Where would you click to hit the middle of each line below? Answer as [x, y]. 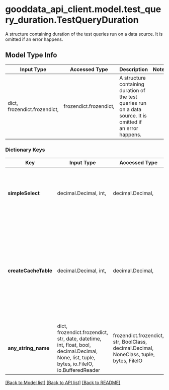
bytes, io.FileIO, [75, 364]
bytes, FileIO [128, 361]
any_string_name [29, 348]
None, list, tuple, [76, 358]
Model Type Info [31, 55]
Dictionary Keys [25, 150]
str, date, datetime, [79, 339]
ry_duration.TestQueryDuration [72, 20]
